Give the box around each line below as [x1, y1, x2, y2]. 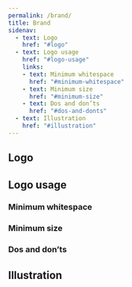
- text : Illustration [15, 115, 86, 123]
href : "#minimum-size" [28, 93, 104, 100]
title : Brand [8, 19, 51, 27]
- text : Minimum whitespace [22, 70, 114, 78]
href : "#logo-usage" [22, 56, 90, 64]
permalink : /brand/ [8, 11, 72, 20]
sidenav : [8, 26, 37, 34]
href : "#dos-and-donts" [28, 108, 108, 115]
